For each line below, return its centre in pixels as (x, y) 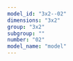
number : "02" (26, 40)
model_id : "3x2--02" (37, 14)
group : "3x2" (26, 27)
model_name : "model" (37, 46)
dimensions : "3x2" (34, 20)
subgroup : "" (26, 33)
